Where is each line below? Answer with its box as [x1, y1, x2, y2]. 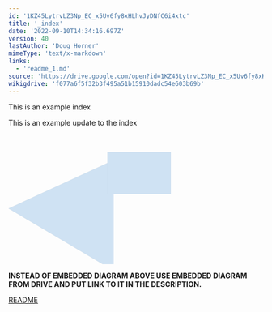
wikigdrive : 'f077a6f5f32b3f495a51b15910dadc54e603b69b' [8, 79, 205, 88]
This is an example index [8, 102, 91, 112]
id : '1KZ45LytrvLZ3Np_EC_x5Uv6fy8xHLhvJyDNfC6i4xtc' [8, 11, 190, 20]
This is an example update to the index [8, 118, 138, 127]
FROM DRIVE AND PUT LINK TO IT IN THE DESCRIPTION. [8, 280, 202, 289]
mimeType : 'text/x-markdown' [8, 49, 107, 58]
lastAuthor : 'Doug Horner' [8, 42, 100, 50]
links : [8, 58, 31, 66]
